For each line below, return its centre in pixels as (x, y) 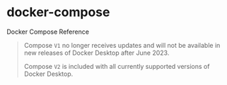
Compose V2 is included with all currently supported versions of (117, 66)
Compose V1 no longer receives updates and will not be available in (122, 45)
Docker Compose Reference (48, 32)
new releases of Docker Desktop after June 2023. (97, 53)
